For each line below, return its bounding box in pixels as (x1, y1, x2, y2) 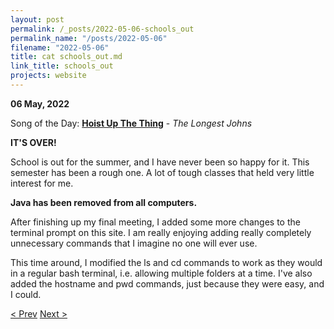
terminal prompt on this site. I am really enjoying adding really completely (10, 226, 312, 238)
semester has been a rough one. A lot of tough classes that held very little (10, 166, 315, 178)
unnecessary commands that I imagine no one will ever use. (10, 237, 258, 249)
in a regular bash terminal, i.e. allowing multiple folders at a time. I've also (10, 267, 313, 279)
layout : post (10, 14, 65, 25)
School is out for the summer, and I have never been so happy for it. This (10, 156, 310, 168)
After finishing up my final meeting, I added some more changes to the (10, 216, 301, 228)
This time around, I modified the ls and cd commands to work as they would (10, 256, 323, 268)
